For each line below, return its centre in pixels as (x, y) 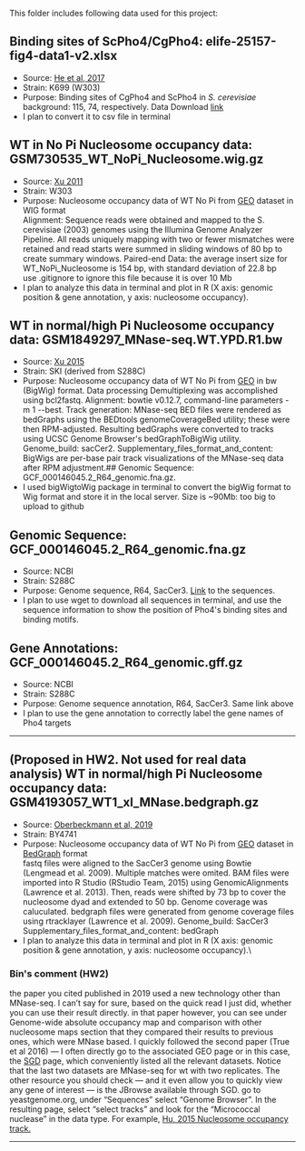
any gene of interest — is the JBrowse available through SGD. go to (135, 1090)
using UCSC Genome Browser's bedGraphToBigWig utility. (132, 439)
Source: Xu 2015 (53, 362)
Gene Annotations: (64, 648)
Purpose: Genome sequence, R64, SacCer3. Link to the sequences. (148, 591)
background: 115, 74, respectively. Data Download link (123, 106)
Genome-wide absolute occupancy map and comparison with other (136, 1023)
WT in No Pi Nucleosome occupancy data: (131, 145)
